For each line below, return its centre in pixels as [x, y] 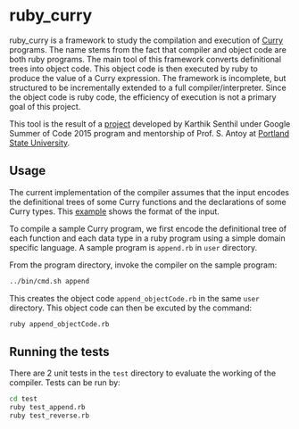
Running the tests [59, 352]
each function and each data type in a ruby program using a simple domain [147, 238]
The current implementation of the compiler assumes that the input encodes [149, 192]
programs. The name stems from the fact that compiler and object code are [148, 49]
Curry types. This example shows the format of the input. [115, 211]
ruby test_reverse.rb [50, 416]
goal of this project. [45, 106]
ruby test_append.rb [48, 408]
